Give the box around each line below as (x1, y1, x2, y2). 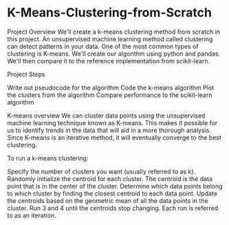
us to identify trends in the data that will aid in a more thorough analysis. (7, 126, 212, 134)
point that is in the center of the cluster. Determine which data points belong (7, 182, 223, 190)
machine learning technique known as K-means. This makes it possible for (7, 118, 218, 127)
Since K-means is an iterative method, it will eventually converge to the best (7, 133, 222, 142)
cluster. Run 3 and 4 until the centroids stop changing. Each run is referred (7, 204, 219, 212)
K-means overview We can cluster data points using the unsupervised (7, 111, 206, 120)
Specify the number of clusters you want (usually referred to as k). (7, 167, 196, 175)
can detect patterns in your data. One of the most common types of (7, 42, 199, 50)
